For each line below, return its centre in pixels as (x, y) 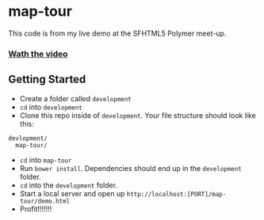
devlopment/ (28, 138)
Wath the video (38, 54)
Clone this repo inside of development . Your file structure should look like (138, 115)
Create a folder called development (76, 98)
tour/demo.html (45, 201)
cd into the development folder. (68, 185)
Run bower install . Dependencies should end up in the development (130, 168)
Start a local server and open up (72, 193)
